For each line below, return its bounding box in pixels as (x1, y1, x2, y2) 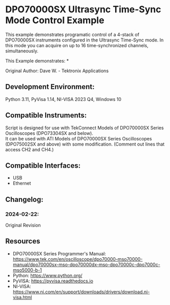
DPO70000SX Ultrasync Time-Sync (5, 4, 161, 15)
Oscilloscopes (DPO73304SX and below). (5, 130, 94, 136)
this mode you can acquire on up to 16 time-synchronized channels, (5, 42, 148, 48)
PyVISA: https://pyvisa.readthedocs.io (12, 278, 94, 284)
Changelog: (5, 195, 44, 204)
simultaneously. (5, 48, 38, 54)
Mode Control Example (5, 14, 104, 26)
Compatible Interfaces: (5, 161, 81, 170)
